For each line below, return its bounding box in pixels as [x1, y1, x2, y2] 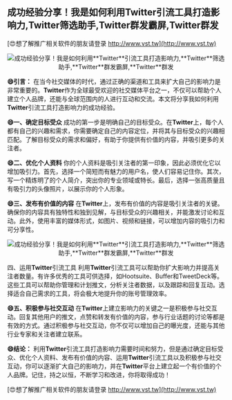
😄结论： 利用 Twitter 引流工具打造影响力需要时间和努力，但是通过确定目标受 [7, 345, 224, 353]
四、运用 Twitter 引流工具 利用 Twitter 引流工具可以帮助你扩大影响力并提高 [7, 263, 214, 271]
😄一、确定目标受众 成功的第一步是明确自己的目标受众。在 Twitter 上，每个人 [7, 118, 224, 126]
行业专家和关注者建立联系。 [7, 329, 86, 338]
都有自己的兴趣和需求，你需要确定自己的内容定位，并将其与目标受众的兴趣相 [7, 127, 225, 135]
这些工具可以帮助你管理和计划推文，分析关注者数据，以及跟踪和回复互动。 [7, 280, 219, 289]
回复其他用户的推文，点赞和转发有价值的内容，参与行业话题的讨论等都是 [19, 312, 225, 320]
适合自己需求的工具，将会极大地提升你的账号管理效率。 [12, 289, 171, 298]
